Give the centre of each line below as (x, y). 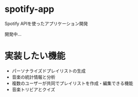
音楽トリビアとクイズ (33, 89)
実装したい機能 (35, 56)
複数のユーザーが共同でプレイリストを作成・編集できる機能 (72, 83)
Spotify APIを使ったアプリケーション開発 (46, 23)
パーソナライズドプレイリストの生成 (49, 71)
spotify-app (29, 9)
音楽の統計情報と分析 (33, 77)
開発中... (13, 34)
